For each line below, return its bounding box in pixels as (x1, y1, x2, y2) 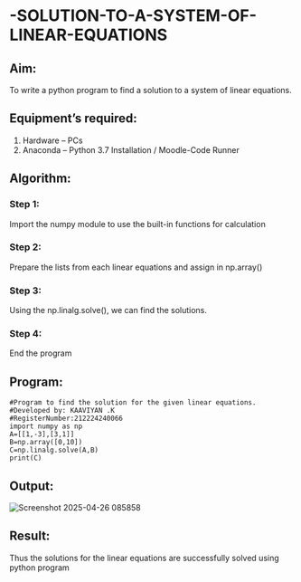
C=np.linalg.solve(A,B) (9, 445, 99, 455)
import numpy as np (9, 422, 83, 431)
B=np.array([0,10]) (9, 438, 83, 447)
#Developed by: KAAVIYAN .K (9, 406, 116, 415)
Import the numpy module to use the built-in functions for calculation (9, 218, 267, 229)
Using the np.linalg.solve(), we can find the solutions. (9, 305, 208, 316)
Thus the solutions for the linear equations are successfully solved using (9, 552, 280, 563)
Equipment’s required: (9, 110, 137, 127)
